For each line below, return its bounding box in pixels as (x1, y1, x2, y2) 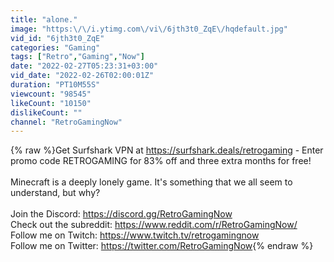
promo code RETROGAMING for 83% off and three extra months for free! (10, 155, 312, 167)
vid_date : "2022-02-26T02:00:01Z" (10, 71, 155, 81)
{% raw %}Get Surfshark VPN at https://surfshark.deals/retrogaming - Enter (10, 144, 324, 156)
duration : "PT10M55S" (10, 80, 101, 90)
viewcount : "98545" (10, 89, 92, 99)
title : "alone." (10, 14, 78, 25)
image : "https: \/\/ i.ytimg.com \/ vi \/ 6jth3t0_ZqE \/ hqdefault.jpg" (10, 24, 288, 34)
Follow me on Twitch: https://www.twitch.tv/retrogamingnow (10, 229, 260, 241)
